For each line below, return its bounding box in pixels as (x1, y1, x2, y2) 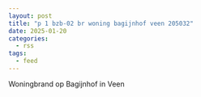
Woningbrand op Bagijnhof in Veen (8, 78, 125, 89)
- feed (15, 57, 38, 65)
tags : (8, 49, 27, 57)
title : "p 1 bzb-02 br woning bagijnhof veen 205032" (8, 19, 195, 27)
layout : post (8, 11, 53, 20)
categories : (8, 34, 49, 43)
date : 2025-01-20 (8, 27, 67, 35)
